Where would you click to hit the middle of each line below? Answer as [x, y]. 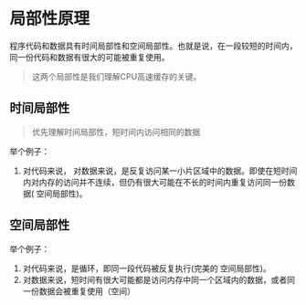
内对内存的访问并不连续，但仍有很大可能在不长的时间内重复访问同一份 [155, 182]
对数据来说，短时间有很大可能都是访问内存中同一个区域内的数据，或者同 [158, 279]
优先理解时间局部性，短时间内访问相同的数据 [116, 131]
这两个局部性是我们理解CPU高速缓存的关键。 [116, 76]
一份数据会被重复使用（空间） [79, 291]
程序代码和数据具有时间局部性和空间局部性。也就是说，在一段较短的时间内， [153, 46]
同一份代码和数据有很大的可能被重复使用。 [90, 57]
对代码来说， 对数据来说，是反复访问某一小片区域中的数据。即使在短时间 [160, 171]
